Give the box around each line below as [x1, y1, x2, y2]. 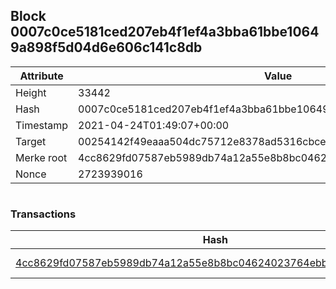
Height [15, 85, 47, 99]
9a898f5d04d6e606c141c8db [10, 39, 203, 56]
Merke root [15, 150, 68, 164]
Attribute [19, 69, 64, 83]
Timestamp [15, 118, 69, 132]
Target [15, 134, 47, 148]
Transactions [10, 207, 77, 221]
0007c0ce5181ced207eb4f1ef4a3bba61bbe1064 [10, 24, 320, 41]
